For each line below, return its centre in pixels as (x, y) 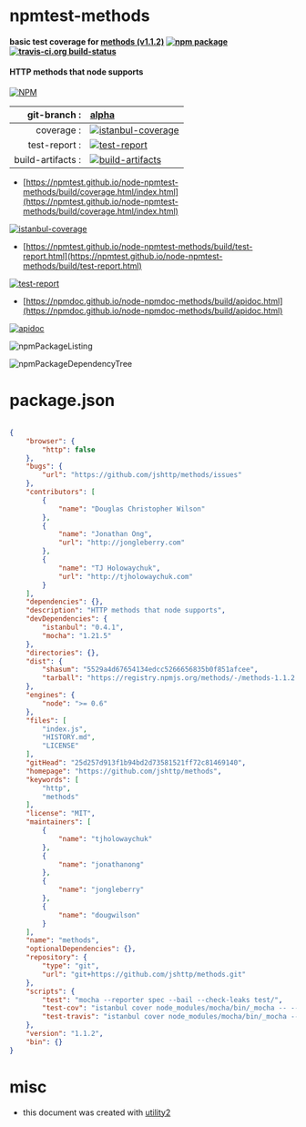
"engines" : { (51, 695)
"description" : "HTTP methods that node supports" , (126, 611)
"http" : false (69, 450)
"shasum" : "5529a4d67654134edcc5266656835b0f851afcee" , (150, 670)
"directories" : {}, (63, 653)
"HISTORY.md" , (69, 737)
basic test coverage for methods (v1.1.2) (87, 41)
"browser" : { (51, 441)
